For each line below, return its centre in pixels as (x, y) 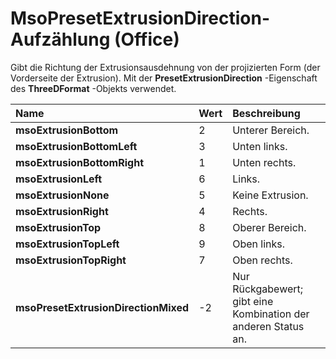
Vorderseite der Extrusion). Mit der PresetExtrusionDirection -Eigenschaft (164, 78)
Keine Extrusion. (270, 195)
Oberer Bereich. (269, 227)
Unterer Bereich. (271, 130)
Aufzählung (60, 39)
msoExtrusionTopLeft (67, 244)
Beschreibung (266, 113)
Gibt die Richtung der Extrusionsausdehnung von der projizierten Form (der (165, 67)
